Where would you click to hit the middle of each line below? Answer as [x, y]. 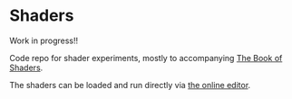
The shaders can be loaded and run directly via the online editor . [130, 85]
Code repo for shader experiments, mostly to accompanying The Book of [146, 58]
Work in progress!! [44, 40]
